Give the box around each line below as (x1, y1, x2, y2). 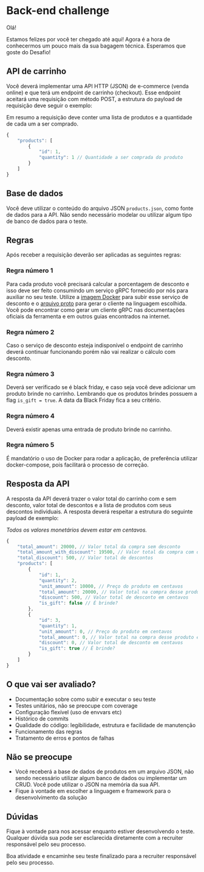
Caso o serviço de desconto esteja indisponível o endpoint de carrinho (6, 342, 183, 349)
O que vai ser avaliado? (6, 680, 96, 690)
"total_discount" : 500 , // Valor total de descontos (17, 555, 154, 561)
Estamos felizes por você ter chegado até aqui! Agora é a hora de (6, 35, 171, 43)
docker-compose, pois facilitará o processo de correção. (6, 461, 149, 468)
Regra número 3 (6, 370, 55, 378)
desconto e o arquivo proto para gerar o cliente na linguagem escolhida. (6, 300, 187, 307)
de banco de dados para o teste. (6, 217, 88, 225)
